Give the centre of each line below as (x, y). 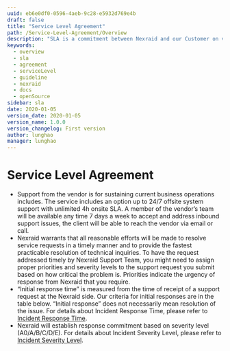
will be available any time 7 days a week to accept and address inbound (118, 216)
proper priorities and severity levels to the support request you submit (116, 267)
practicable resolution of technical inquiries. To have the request (108, 253)
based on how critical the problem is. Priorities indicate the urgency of (116, 275)
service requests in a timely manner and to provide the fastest (104, 245)
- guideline (30, 77)
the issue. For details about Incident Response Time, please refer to (112, 311)
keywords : (21, 45)
